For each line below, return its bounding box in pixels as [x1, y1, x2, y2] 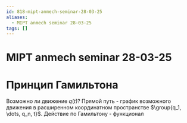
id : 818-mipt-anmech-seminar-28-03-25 [6, 8, 102, 15]
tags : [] [6, 25, 28, 31]
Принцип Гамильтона [6, 78, 119, 92]
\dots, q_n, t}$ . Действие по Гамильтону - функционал [6, 111, 144, 118]
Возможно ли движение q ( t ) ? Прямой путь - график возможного [6, 97, 172, 105]
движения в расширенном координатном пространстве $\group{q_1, [6, 104, 182, 111]
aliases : [6, 14, 28, 20]
